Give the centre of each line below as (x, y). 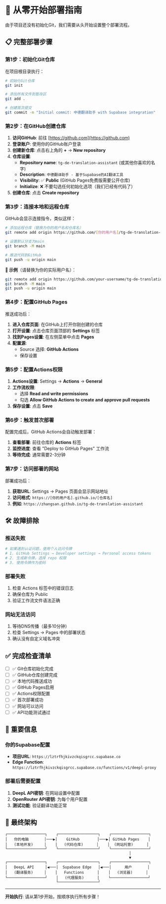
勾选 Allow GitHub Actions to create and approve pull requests (85, 399)
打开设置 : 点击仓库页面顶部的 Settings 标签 (56, 330)
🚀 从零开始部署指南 (44, 10)
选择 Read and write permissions (54, 393)
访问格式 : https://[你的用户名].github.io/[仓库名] (62, 497)
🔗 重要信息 (21, 730)
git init (14, 85)
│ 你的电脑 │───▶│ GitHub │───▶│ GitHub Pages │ (78, 839)
